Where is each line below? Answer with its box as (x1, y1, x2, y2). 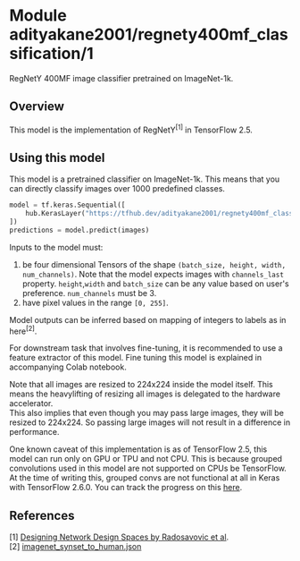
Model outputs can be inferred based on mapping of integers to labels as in (9, 314, 287, 325)
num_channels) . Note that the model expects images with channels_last (21, 268, 284, 279)
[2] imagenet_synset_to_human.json (9, 541, 142, 552)
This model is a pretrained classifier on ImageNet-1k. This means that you (9, 174, 280, 184)
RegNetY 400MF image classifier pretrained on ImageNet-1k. (9, 72, 234, 83)
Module (9, 5, 67, 26)
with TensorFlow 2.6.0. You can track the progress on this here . (9, 482, 243, 493)
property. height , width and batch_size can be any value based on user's (21, 278, 289, 289)
